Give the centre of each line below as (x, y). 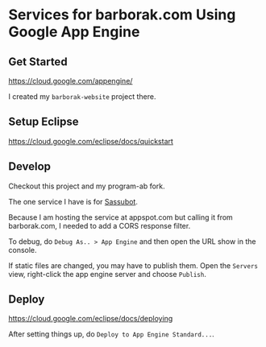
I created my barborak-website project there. (82, 97)
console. (23, 250)
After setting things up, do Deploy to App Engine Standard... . (112, 334)
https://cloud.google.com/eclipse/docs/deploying (91, 319)
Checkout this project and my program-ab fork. (87, 186)
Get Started (38, 62)
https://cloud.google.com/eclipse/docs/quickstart (91, 141)
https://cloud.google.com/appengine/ (71, 81)
